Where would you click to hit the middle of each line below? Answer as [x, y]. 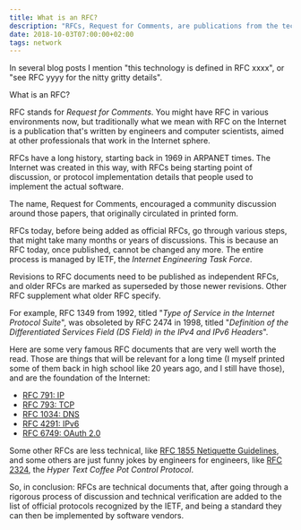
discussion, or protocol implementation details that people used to [131, 177]
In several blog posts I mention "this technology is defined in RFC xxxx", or [147, 68]
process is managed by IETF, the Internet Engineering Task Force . [131, 260]
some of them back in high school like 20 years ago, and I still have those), [147, 369]
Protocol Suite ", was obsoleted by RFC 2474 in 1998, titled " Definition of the [149, 322]
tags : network [36, 43]
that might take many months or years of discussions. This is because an [144, 240]
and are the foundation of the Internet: [80, 378]
